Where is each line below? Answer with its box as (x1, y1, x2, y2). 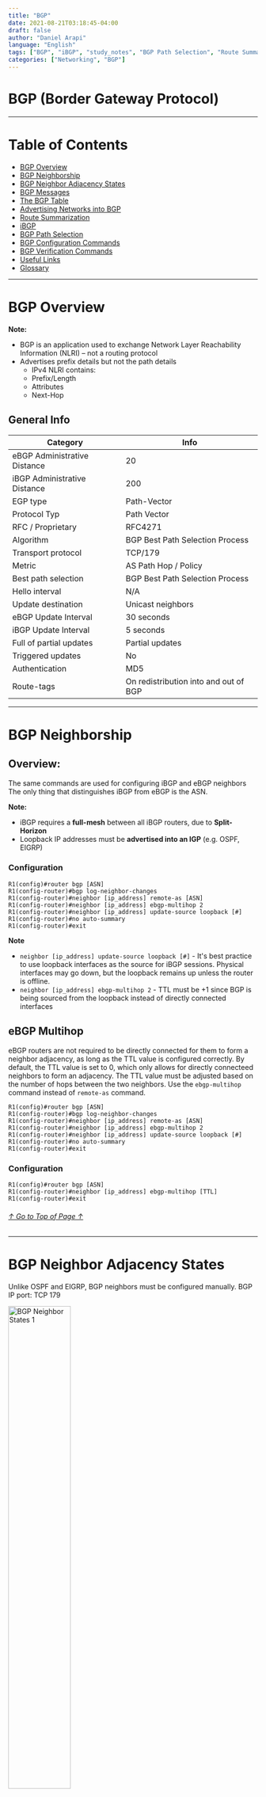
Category (47, 436, 83, 447)
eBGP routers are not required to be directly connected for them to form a (8, 1045, 249, 1055)
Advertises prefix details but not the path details (19, 356, 177, 366)
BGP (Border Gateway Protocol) (8, 90, 219, 108)
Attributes (31, 382, 64, 391)
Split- (213, 817, 233, 827)
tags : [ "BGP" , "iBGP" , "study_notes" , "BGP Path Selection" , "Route (8, 48, 239, 56)
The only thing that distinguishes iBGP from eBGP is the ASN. (8, 786, 208, 796)
